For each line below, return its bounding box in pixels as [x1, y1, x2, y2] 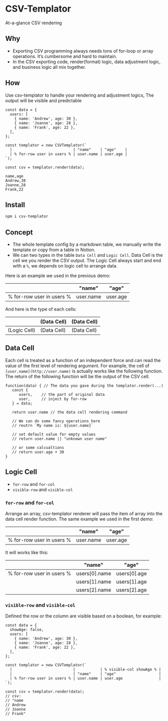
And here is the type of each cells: [5, 306, 77, 312]
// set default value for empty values [12, 432, 96, 437]
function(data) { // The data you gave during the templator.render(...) [5, 383, 164, 388]
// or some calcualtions [12, 445, 65, 450]
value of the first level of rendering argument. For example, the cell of [5, 363, 150, 369]
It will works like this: [5, 549, 49, 555]
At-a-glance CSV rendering [5, 20, 62, 26]
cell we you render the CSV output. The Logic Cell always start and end [12, 257, 161, 263]
